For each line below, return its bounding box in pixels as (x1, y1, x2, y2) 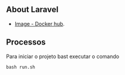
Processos (6, 37, 46, 47)
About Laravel (6, 5, 59, 15)
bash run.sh (6, 64, 35, 70)
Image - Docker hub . (14, 20, 65, 27)
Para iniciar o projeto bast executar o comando (6, 53, 119, 60)
